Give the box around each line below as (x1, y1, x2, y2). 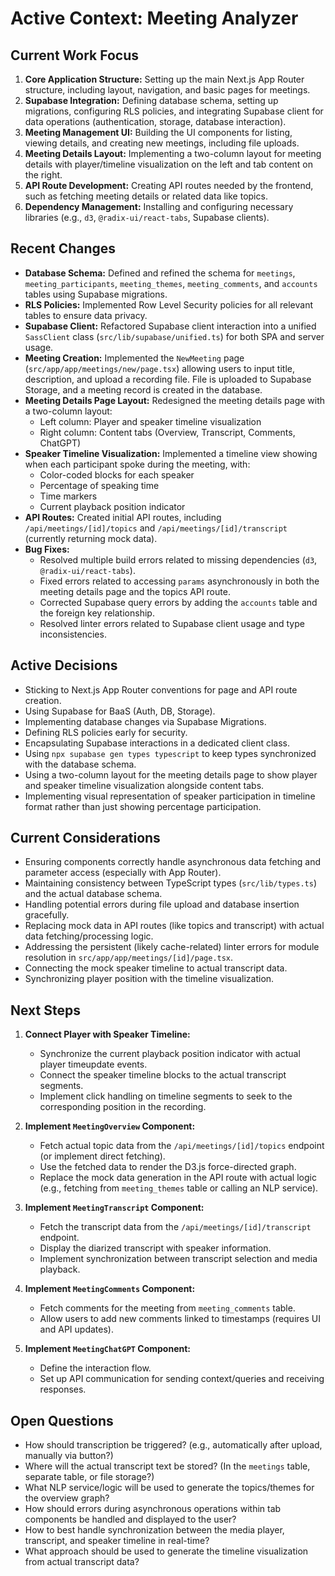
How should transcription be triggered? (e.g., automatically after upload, (24, 1439, 323, 1451)
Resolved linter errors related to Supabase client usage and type (39, 617, 305, 629)
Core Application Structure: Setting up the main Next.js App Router (24, 73, 305, 85)
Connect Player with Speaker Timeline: (24, 1028, 191, 1041)
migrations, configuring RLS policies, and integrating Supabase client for (24, 105, 324, 117)
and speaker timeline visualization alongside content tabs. (24, 779, 265, 791)
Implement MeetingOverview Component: (24, 1120, 196, 1132)
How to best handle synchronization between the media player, (24, 1524, 285, 1536)
